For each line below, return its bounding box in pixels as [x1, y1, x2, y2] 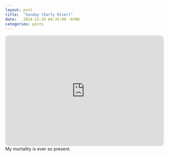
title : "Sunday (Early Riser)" [5, 12, 73, 17]
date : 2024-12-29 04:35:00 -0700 [5, 17, 80, 22]
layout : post [5, 7, 33, 13]
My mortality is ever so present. [5, 146, 71, 152]
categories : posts [5, 21, 44, 27]
